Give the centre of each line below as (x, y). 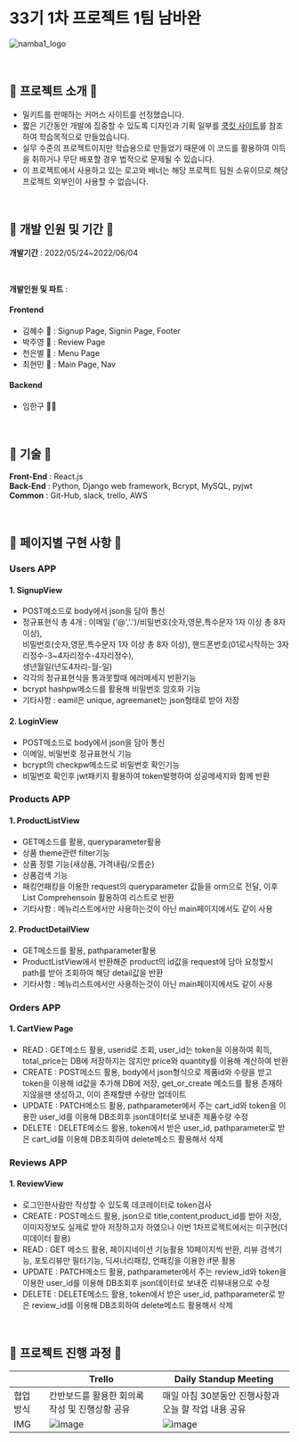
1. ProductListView (44, 821)
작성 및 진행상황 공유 (89, 1409)
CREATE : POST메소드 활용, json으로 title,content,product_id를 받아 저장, (152, 1216)
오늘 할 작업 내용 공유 (204, 1409)
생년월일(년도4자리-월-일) (67, 667)
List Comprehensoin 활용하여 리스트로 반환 (98, 897)
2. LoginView (34, 721)
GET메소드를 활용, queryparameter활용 (92, 841)
